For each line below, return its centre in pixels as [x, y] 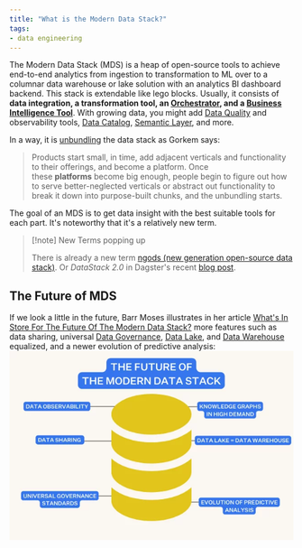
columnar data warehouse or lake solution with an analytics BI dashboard [145, 84]
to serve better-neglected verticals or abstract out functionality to [153, 186]
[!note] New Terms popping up [88, 240]
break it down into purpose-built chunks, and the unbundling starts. [157, 196]
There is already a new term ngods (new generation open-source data [162, 258]
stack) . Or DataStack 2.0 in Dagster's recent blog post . [133, 267]
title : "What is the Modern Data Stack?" [88, 19]
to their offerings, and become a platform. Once [120, 167]
